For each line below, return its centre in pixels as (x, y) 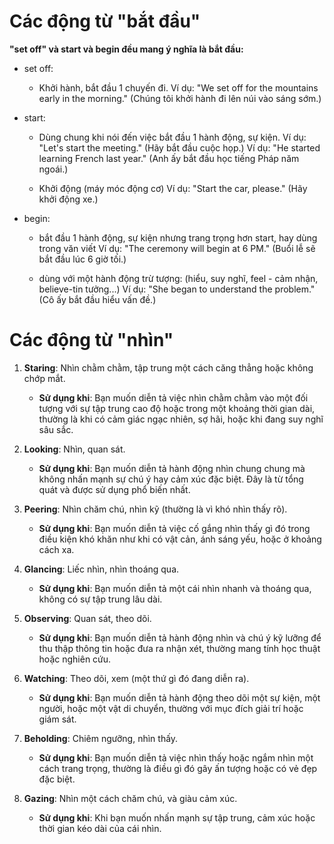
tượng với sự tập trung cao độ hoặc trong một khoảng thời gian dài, (177, 408)
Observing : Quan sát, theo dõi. (87, 618)
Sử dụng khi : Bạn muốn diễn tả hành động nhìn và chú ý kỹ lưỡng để (180, 637)
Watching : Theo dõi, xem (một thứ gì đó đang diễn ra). (136, 678)
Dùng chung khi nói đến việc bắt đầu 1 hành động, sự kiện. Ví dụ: (172, 137)
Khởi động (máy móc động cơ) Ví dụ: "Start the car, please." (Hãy (173, 188)
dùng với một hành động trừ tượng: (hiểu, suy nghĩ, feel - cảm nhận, (178, 278)
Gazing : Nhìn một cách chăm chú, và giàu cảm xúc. (130, 798)
